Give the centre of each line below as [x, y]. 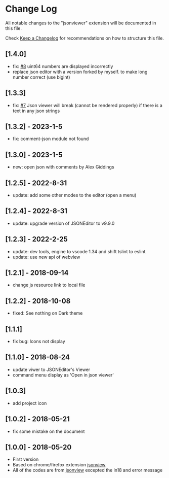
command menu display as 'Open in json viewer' [63, 375]
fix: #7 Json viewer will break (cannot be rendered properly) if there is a [88, 105]
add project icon [30, 403]
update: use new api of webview [46, 257]
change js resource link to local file [49, 285]
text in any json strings [36, 111]
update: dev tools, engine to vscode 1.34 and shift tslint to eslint [79, 251]
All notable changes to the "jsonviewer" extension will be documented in [81, 23]
